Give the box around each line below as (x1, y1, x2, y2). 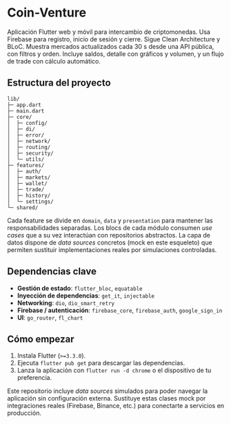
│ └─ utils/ (7, 155, 45, 163)
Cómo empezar (7, 333, 74, 345)
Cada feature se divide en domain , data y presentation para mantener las (7, 216, 214, 224)
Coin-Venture (7, 5, 87, 21)
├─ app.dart (7, 102, 41, 108)
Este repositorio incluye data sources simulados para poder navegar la (7, 387, 208, 395)
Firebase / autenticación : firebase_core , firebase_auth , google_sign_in (17, 306, 223, 314)
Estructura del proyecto (7, 77, 112, 89)
